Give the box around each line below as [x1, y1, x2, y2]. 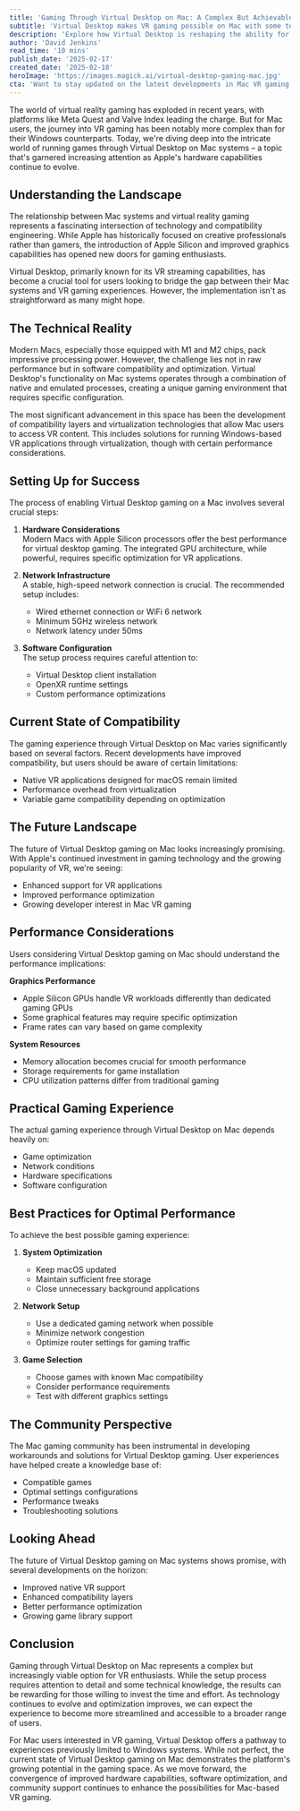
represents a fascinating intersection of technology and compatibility [9, 220, 263, 231]
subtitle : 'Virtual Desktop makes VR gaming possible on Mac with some [9, 21, 281, 30]
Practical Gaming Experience [9, 1100, 174, 1115]
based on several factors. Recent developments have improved [9, 747, 242, 758]
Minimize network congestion [35, 1328, 145, 1338]
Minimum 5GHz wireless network [35, 616, 158, 627]
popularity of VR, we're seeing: [9, 862, 123, 873]
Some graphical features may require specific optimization [21, 1012, 238, 1022]
